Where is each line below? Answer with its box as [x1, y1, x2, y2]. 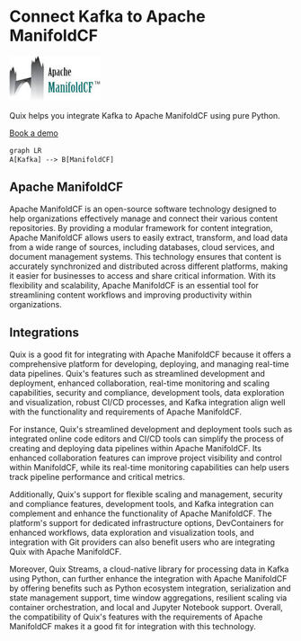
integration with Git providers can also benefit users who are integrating [9, 537, 276, 548]
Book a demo [9, 128, 58, 138]
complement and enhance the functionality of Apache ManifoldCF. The [9, 508, 272, 519]
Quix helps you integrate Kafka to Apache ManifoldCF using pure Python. [9, 110, 280, 120]
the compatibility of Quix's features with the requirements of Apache [9, 611, 263, 622]
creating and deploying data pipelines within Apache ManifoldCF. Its [9, 442, 262, 453]
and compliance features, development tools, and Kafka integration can [9, 498, 274, 509]
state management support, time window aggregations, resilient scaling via [9, 592, 288, 603]
